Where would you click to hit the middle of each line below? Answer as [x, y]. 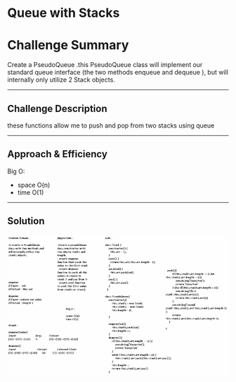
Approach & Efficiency [57, 154]
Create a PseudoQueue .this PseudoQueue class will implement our [105, 65]
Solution [26, 221]
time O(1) [31, 192]
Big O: [16, 171]
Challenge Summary [68, 45]
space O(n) [34, 185]
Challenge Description [57, 108]
